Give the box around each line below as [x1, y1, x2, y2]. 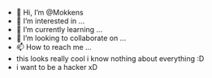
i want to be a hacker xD [15, 63, 98, 72]
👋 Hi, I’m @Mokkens [15, 8, 84, 17]
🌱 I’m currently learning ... [15, 25, 103, 34]
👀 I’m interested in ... [15, 16, 85, 26]
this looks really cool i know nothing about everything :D [15, 54, 205, 64]
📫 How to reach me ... [15, 43, 92, 51]
